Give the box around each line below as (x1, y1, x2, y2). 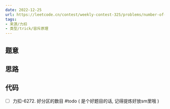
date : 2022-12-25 (5, 7, 42, 13)
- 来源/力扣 (5, 21, 28, 27)
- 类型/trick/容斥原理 (5, 26, 49, 31)
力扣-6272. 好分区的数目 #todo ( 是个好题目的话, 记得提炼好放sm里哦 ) (12, 98, 159, 104)
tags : (5, 17, 17, 22)
